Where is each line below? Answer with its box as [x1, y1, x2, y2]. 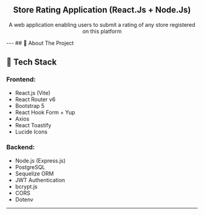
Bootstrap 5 [15, 102, 45, 109]
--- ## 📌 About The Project [6, 39, 74, 46]
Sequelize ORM [15, 170, 54, 177]
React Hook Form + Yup [15, 108, 75, 116]
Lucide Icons [15, 128, 47, 135]
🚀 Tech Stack [6, 57, 57, 68]
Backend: [6, 143, 35, 152]
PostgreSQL [15, 163, 46, 171]
